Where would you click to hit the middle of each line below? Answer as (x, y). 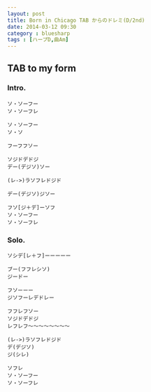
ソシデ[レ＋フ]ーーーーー (39, 256)
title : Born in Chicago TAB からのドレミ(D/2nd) (76, 20)
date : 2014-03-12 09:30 (42, 27)
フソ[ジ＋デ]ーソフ (31, 207)
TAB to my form (42, 68)
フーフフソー (23, 146)
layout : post (26, 14)
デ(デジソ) (21, 347)
